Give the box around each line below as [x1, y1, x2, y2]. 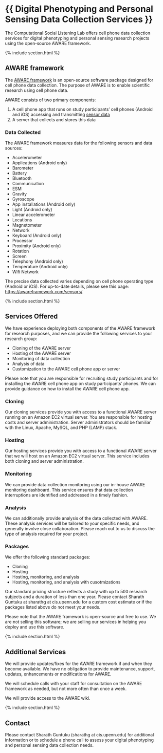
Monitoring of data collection [12, 355, 71, 361]
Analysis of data [12, 361, 45, 366]
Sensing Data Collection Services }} [5, 14, 153, 25]
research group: [5, 336, 37, 342]
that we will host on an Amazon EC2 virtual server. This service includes [5, 453, 150, 459]
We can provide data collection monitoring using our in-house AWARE [5, 481, 145, 487]
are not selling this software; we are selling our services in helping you [5, 619, 146, 625]
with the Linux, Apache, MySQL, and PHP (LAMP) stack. [5, 425, 118, 430]
